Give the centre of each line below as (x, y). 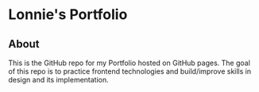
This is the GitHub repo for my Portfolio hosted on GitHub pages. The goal (129, 63)
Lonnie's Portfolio (68, 15)
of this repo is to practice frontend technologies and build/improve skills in (130, 71)
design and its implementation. (58, 80)
